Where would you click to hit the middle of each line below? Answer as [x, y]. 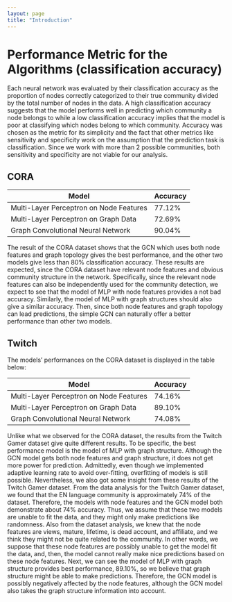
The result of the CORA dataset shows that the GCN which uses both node [114, 248]
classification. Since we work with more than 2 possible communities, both [114, 147]
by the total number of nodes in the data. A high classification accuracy [109, 103]
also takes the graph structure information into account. [87, 591]
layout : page [26, 14]
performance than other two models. [60, 321]
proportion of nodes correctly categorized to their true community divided [113, 96]
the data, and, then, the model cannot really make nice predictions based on [116, 554]
